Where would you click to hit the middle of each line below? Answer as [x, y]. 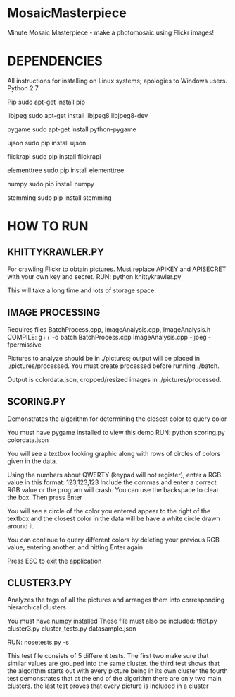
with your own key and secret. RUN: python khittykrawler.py [94, 276]
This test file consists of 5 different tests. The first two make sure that [108, 656]
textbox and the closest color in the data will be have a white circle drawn [114, 518]
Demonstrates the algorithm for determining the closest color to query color [117, 419]
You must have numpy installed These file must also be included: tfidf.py [112, 621]
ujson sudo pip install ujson [47, 143]
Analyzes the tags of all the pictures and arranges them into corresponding [116, 600]
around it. [21, 526]
